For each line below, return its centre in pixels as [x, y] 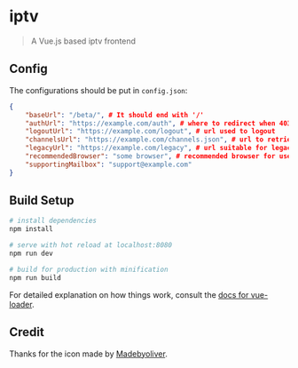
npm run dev [31, 254]
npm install [31, 229]
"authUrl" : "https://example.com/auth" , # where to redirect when [150, 123]
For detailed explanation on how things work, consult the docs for [129, 294]
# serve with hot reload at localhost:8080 [91, 245]
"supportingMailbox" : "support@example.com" [109, 164]
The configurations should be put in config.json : [98, 90]
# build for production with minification [89, 269]
